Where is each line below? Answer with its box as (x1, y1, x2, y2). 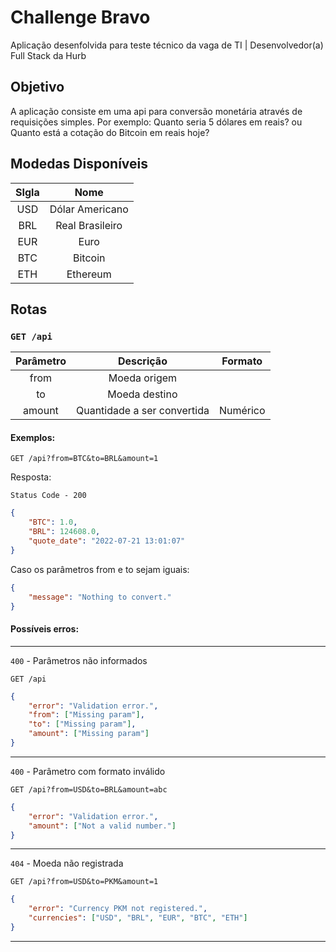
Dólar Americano (49, 202, 129, 216)
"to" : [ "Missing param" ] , (28, 719, 137, 730)
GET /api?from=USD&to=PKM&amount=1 (10, 877, 159, 887)
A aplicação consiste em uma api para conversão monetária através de (10, 105, 303, 117)
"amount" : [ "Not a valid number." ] (28, 821, 177, 831)
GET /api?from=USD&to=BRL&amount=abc (10, 784, 168, 795)
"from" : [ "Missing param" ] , (28, 710, 145, 720)
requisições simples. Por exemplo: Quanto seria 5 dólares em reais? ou (10, 116, 303, 128)
